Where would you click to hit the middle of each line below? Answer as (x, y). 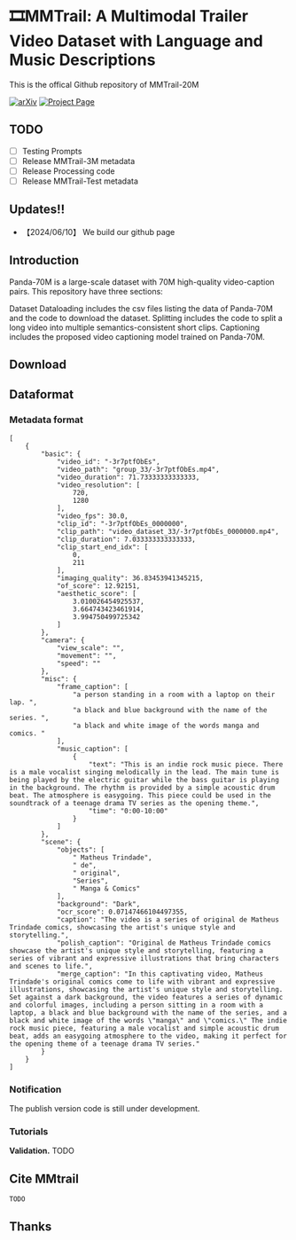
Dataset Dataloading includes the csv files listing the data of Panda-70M (141, 308)
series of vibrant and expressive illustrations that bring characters (144, 958)
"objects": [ (80, 850)
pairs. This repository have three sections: (86, 291)
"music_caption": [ (92, 749)
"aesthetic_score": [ (97, 593)
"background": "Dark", (98, 904)
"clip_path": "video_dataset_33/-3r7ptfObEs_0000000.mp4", (167, 531)
